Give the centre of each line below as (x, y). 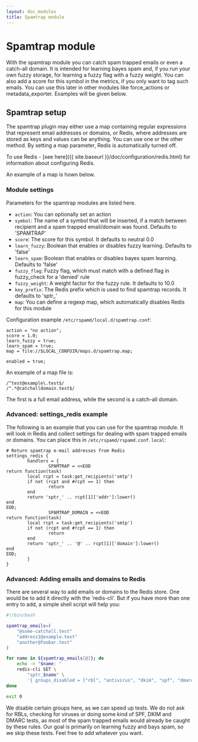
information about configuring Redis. (51, 163)
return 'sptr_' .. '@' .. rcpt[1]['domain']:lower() (93, 543)
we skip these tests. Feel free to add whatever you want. (75, 733)
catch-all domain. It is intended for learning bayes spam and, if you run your (98, 69)
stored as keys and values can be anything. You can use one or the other (95, 139)
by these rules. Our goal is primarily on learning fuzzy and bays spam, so (95, 727)
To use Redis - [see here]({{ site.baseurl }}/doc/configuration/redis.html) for (98, 157)
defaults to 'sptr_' (36, 296)
